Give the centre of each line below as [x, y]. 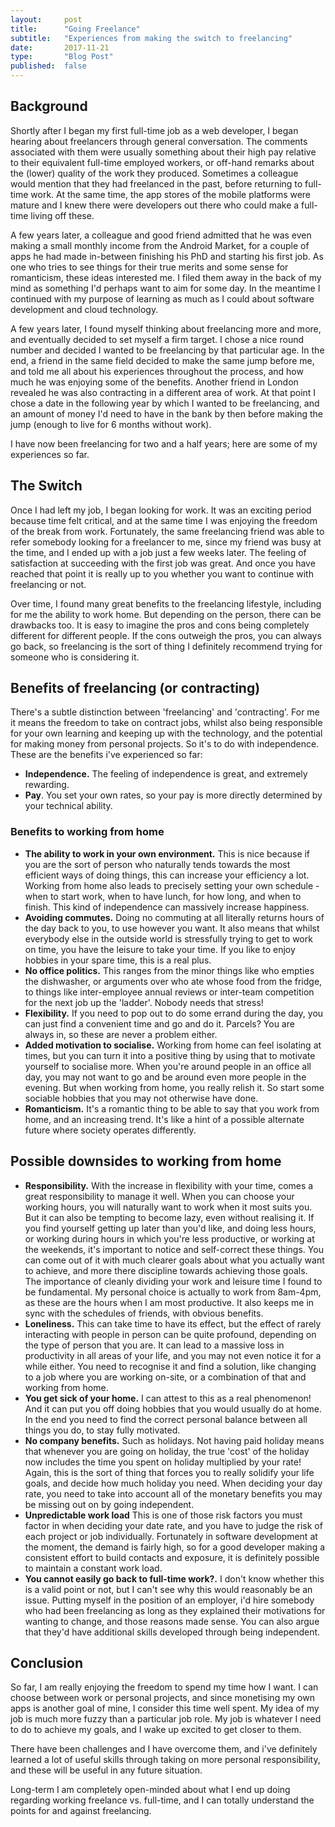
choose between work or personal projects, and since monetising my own [162, 1698]
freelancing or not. [48, 584]
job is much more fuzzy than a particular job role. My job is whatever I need [166, 1719]
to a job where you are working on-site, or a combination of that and [165, 1377]
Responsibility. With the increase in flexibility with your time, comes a [169, 1185]
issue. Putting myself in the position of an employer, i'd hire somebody [169, 1600]
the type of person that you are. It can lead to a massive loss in [154, 1345]
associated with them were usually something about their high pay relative [163, 152]
